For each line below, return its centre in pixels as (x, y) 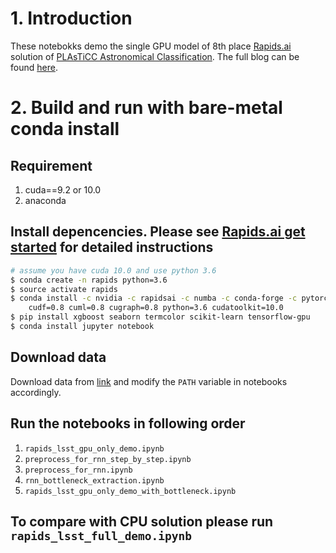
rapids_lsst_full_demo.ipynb (101, 535)
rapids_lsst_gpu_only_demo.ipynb (94, 448)
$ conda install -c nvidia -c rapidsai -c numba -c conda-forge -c (154, 298)
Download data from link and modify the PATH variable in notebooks (149, 381)
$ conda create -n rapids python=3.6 (89, 280)
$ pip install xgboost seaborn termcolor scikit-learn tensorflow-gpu (160, 317)
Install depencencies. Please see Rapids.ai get (158, 232)
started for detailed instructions (112, 247)
